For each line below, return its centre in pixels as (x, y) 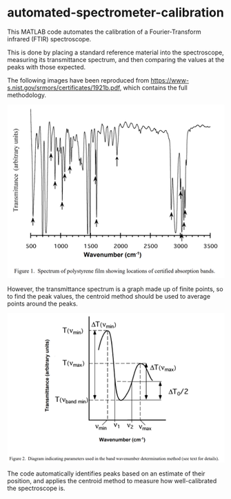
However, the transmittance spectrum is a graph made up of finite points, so (115, 289)
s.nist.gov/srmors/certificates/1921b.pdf (64, 87)
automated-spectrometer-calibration (115, 13)
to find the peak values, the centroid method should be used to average (109, 297)
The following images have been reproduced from (78, 80)
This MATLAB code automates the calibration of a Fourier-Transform (104, 32)
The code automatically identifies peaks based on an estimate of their (106, 474)
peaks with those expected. (47, 67)
